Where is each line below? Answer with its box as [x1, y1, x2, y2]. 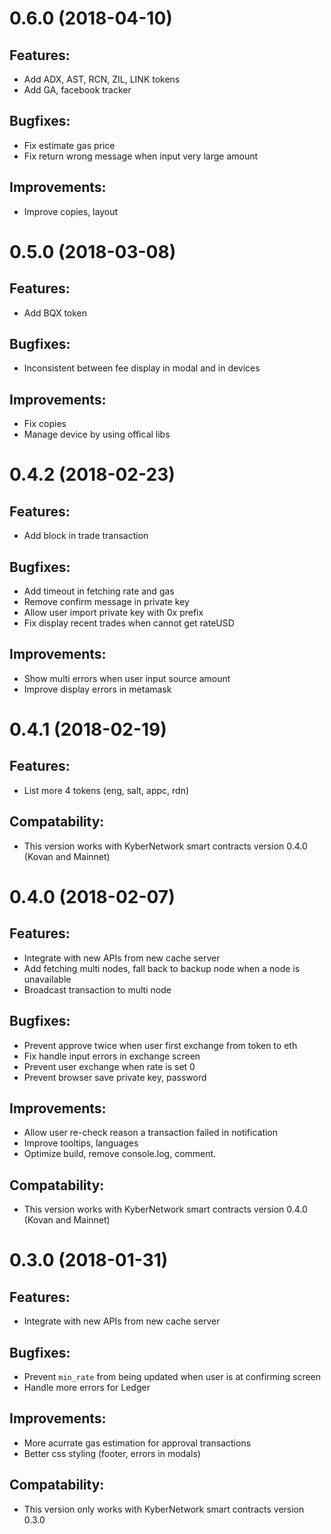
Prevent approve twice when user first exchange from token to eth [23, 1039, 298, 1051]
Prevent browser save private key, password [23, 1071, 207, 1083]
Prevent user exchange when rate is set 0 [23, 1060, 196, 1072]
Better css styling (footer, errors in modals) [23, 1447, 201, 1459]
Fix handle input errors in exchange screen [23, 1050, 201, 1062]
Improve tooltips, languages [23, 1137, 139, 1149]
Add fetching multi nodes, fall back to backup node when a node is [23, 962, 301, 974]
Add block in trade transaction [23, 530, 149, 542]
